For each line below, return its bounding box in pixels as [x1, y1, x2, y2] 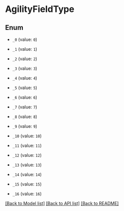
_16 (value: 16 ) [12, 191, 42, 197]
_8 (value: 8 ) [12, 113, 37, 119]
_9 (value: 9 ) [12, 123, 37, 129]
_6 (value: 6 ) [12, 95, 37, 100]
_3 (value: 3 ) [12, 66, 37, 71]
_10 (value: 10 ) [12, 133, 42, 139]
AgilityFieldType [5, 3, 74, 15]
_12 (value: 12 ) [12, 152, 42, 158]
